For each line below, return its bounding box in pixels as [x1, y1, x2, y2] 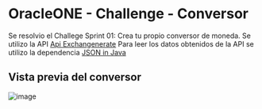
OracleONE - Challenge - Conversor [8, 5, 249, 23]
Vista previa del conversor [8, 70, 141, 84]
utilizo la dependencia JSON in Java [8, 47, 127, 57]
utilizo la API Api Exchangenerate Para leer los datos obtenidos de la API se [8, 39, 254, 48]
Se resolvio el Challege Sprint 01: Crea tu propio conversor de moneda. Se [8, 31, 252, 40]
